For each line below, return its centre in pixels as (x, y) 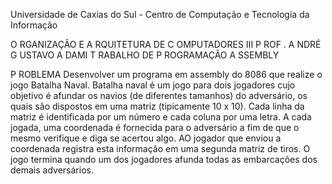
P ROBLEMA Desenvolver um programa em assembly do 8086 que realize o (166, 74)
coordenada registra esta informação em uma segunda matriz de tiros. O (160, 148)
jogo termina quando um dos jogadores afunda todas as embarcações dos (164, 159)
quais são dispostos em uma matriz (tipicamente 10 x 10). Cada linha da (157, 106)
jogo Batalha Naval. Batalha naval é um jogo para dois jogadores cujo (153, 85)
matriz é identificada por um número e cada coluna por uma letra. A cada (161, 117)
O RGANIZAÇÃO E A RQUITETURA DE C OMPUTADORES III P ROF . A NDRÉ (166, 44)
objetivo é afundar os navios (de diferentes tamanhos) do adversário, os (159, 95)
